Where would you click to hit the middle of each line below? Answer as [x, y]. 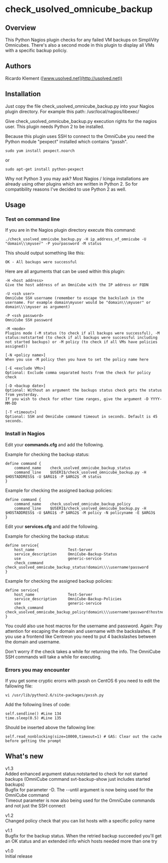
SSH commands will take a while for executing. [53, 657]
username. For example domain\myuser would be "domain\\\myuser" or [78, 303]
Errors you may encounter [37, 669]
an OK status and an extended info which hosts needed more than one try [81, 841]
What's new [24, 756]
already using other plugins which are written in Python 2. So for [71, 184]
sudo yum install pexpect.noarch [40, 151]
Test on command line [32, 219]
